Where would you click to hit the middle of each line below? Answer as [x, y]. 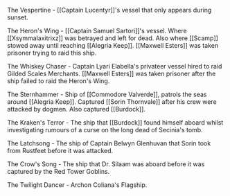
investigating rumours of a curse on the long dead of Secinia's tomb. [105, 130]
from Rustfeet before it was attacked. [60, 151]
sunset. [18, 17]
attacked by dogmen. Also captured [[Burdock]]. [76, 109]
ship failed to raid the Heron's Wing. [59, 81]
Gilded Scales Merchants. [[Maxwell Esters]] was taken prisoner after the [112, 73]
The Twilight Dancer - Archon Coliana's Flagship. [77, 185]
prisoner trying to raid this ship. [52, 53]
